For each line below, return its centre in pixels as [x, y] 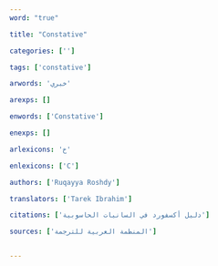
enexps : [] [30, 133]
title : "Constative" [49, 34]
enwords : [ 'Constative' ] [57, 117]
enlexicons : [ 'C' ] [44, 166]
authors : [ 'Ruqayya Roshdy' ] [65, 182]
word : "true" [34, 18]
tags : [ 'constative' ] [51, 67]
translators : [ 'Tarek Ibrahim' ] [71, 199]
